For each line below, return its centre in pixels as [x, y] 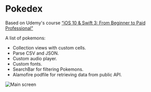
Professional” [19, 28]
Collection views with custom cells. [49, 48]
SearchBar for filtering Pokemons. [48, 69]
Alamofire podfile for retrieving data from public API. [67, 74]
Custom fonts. [27, 64]
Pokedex [24, 9]
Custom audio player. [35, 58]
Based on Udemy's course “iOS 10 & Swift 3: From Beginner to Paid [75, 23]
